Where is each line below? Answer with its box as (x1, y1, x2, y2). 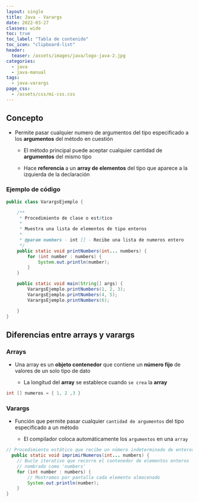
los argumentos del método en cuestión (14, 135, 114, 142)
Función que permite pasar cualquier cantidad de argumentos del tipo (14, 418, 185, 425)
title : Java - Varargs (6, 14, 62, 20)
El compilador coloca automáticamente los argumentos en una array (23, 436, 188, 443)
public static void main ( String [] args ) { (17, 281, 123, 287)
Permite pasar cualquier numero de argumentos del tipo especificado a (14, 128, 189, 136)
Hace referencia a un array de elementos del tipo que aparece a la (23, 164, 188, 172)
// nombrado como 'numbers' (17, 463, 86, 469)
